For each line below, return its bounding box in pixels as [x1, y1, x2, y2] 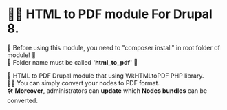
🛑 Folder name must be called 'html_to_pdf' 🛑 [7, 58, 138, 66]
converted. [7, 96, 38, 104]
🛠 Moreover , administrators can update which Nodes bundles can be [7, 86, 208, 95]
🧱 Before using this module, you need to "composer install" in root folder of [7, 43, 220, 52]
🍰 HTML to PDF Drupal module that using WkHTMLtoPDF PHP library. [7, 71, 204, 80]
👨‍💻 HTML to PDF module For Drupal [7, 6, 213, 22]
